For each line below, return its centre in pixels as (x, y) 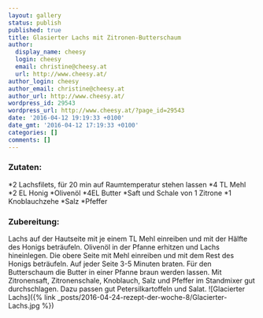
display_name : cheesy (51, 52)
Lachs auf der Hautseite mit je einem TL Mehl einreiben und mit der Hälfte (128, 239)
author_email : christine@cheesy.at (67, 89)
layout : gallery (35, 15)
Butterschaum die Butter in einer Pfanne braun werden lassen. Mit (115, 272)
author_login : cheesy (44, 81)
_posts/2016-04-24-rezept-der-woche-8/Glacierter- (142, 298)
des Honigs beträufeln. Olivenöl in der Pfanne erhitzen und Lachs (114, 247)
